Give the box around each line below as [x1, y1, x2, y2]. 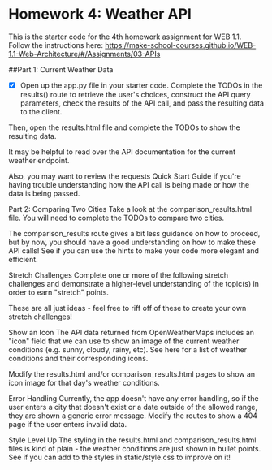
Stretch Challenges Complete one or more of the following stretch [8, 270, 229, 280]
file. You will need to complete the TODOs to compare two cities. [8, 213, 225, 222]
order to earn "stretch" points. [8, 287, 110, 297]
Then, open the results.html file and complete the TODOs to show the [8, 123, 241, 132]
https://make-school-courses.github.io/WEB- [105, 40, 257, 50]
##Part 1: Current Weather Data [8, 64, 114, 74]
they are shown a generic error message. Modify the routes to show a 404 [8, 411, 258, 420]
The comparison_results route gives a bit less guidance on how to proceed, [8, 229, 261, 238]
